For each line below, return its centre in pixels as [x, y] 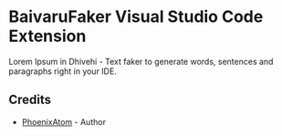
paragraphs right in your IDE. [63, 71]
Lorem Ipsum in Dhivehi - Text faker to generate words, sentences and [141, 61]
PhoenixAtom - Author [64, 121]
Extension [47, 36]
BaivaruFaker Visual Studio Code [136, 17]
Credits [30, 100]
